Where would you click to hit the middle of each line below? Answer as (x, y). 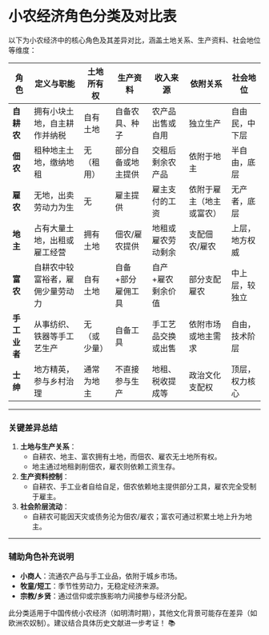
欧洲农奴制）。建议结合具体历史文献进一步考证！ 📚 (92, 623)
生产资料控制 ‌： (44, 477)
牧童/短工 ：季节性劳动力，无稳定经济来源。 (92, 585)
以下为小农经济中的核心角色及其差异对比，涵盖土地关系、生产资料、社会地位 (134, 40)
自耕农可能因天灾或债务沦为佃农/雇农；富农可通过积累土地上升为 (139, 517)
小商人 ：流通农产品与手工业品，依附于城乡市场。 (100, 576)
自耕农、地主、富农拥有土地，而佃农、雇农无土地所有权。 (126, 457)
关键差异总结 (33, 427)
